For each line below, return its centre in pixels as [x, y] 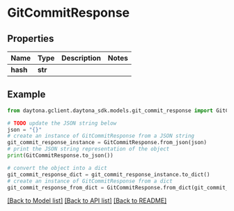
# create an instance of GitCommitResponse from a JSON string [101, 136]
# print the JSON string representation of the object [88, 149]
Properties [31, 39]
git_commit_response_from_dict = [56, 187]
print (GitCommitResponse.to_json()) [60, 156]
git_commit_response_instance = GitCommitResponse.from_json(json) [107, 143]
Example [26, 94]
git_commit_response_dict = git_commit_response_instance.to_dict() [109, 174]
